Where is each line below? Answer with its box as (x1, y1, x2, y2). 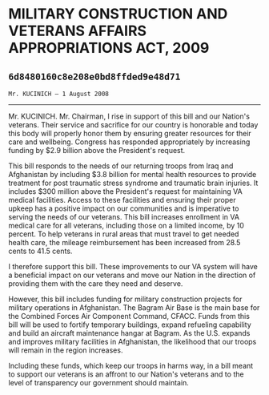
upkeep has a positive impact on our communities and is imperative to (8, 204, 239, 213)
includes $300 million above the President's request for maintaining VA (8, 187, 243, 196)
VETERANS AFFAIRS (8, 22, 147, 40)
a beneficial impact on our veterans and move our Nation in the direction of (8, 270, 256, 280)
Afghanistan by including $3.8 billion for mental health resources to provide (8, 170, 257, 179)
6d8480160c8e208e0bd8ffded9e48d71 (8, 71, 181, 83)
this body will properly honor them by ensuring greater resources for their (8, 129, 252, 138)
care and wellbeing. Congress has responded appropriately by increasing (8, 137, 251, 147)
